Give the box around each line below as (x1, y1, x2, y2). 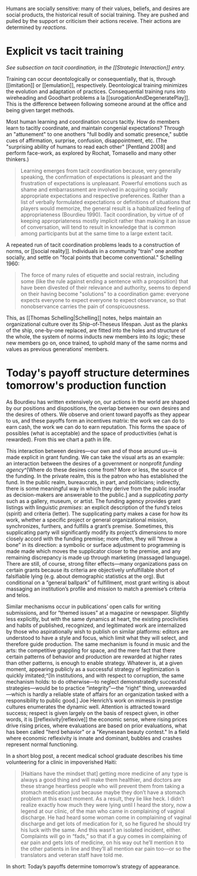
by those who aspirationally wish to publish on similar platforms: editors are (6, 628, 189, 635)
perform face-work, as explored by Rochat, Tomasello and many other (6, 149, 176, 156)
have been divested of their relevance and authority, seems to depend (20, 284, 191, 291)
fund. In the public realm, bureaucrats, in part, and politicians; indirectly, (6, 478, 181, 485)
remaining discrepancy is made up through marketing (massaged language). (6, 554, 191, 561)
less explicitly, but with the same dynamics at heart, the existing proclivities (6, 615, 189, 622)
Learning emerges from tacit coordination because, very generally (20, 167, 181, 174)
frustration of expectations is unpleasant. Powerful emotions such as (20, 179, 188, 186)
